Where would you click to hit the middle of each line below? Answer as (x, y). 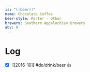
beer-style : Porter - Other (33, 18)
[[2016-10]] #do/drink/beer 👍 (42, 65)
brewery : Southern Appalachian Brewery (45, 23)
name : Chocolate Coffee (29, 14)
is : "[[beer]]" (20, 9)
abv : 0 (12, 28)
